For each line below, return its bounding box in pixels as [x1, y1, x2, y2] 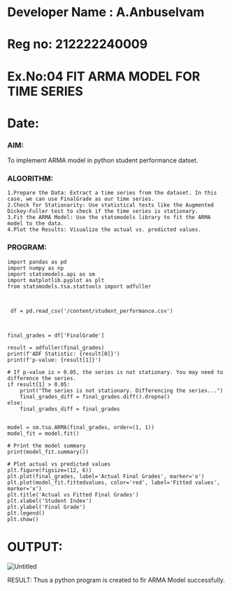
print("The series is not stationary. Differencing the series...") [20, 387, 224, 394]
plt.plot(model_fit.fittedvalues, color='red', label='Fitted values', [7, 479, 220, 486]
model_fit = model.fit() [7, 430, 80, 437]
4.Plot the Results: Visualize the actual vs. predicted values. [7, 226, 201, 233]
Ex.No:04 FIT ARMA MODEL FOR [7, 68, 201, 84]
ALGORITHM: [7, 173, 54, 183]
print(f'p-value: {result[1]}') [7, 356, 101, 363]
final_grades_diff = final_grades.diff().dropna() [20, 393, 171, 400]
